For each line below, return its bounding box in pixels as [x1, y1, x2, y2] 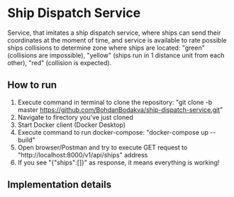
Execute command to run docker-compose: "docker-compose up [17, 128, 209, 136]
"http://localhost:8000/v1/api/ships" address [17, 150, 148, 159]
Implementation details [7, 179, 112, 191]
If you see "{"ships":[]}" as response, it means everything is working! [17, 158, 220, 167]
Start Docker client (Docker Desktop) [17, 120, 126, 129]
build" [17, 135, 35, 144]
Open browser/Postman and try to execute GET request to [17, 143, 188, 152]
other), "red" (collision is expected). [7, 58, 112, 67]
